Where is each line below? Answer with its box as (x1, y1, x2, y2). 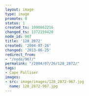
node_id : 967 (5, 34, 32, 39)
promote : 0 (5, 16, 27, 21)
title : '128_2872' (5, 39, 43, 44)
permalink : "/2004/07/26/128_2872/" (5, 61, 80, 66)
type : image (5, 12, 29, 16)
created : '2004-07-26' (5, 43, 51, 48)
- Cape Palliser (5, 70, 38, 75)
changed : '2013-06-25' (5, 48, 51, 52)
